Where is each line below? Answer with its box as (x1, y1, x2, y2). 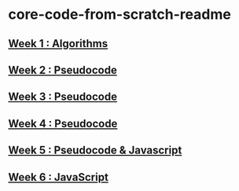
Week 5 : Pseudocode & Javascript (8, 144, 182, 157)
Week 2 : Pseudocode (8, 63, 118, 76)
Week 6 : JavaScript (8, 171, 108, 184)
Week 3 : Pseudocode (8, 90, 118, 104)
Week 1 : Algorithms (8, 37, 108, 50)
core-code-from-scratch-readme (8, 6, 232, 24)
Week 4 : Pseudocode (8, 116, 118, 130)
